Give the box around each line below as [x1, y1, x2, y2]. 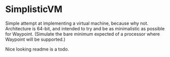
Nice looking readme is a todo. [5, 46, 70, 52]
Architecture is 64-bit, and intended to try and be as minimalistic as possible [5, 25, 165, 31]
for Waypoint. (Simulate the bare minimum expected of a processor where [5, 31, 160, 37]
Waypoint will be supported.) [5, 36, 66, 42]
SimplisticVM [5, 4, 62, 15]
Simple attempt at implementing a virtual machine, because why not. [5, 20, 149, 26]
